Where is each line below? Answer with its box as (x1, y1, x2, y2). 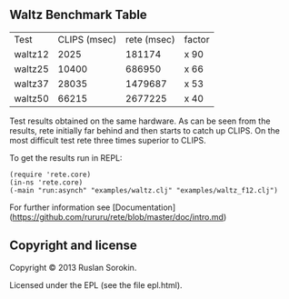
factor (184, 33, 210, 45)
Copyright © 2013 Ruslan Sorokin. (9, 262, 137, 273)
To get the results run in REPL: (9, 152, 123, 163)
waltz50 (14, 92, 50, 105)
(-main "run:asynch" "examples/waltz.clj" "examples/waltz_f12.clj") (9, 185, 279, 194)
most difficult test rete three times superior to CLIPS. (9, 135, 206, 145)
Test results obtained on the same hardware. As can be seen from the (9, 115, 271, 126)
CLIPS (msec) (57, 33, 117, 45)
